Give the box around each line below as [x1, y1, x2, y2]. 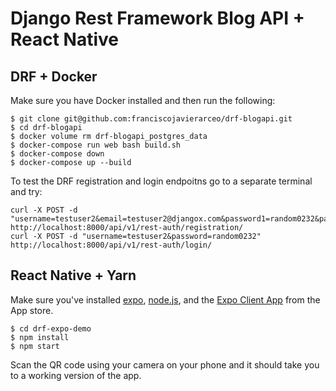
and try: [10, 186, 43, 197]
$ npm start [10, 341, 60, 351]
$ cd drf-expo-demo [10, 323, 92, 334]
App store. [10, 304, 54, 316]
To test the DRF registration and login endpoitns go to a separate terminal [10, 175, 313, 187]
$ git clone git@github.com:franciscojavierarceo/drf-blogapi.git [10, 114, 293, 124]
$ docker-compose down [10, 149, 105, 159]
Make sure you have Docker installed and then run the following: [10, 95, 276, 106]
